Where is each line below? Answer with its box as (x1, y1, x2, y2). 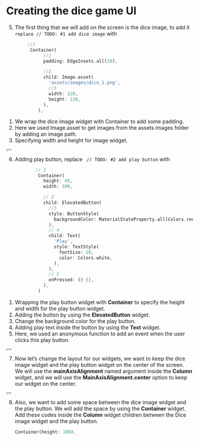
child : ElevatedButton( (43, 200, 102, 206)
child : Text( (48, 233, 81, 239)
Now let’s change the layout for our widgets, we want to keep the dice (14, 355, 185, 362)
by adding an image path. (14, 130, 77, 138)
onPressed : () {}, (48, 277, 94, 283)
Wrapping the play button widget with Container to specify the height (14, 298, 185, 306)
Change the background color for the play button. (14, 317, 136, 324)
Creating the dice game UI (6, 4, 137, 18)
